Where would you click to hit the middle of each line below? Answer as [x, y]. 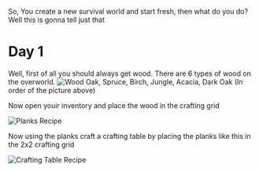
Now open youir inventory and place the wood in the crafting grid [114, 105]
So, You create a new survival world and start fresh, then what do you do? [128, 11]
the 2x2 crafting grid [41, 144]
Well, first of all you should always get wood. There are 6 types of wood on [130, 73]
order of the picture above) [52, 90]
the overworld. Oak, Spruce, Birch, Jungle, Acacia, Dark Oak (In [126, 81]
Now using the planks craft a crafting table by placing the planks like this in [129, 136]
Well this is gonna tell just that [56, 20]
